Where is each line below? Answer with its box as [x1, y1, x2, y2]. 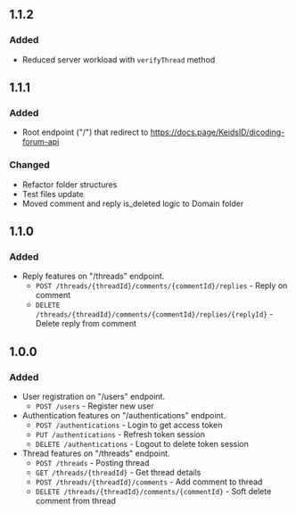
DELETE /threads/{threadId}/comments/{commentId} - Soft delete [35, 486, 272, 497]
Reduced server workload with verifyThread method [21, 54, 216, 65]
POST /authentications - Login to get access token [35, 419, 223, 431]
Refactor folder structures [21, 178, 118, 190]
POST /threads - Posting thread [35, 458, 150, 468]
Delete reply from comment [35, 319, 136, 329]
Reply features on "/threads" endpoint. [21, 271, 165, 282]
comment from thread [35, 495, 116, 507]
